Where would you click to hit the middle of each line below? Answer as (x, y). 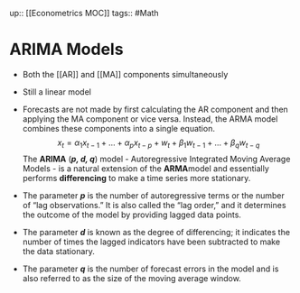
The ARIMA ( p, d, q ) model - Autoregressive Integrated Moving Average (156, 159)
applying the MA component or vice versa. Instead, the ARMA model (150, 119)
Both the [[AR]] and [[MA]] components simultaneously (125, 74)
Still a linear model (57, 92)
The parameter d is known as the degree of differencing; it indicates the (156, 232)
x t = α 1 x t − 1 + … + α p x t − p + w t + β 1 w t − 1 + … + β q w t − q (159, 143)
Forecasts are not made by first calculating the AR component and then (155, 109)
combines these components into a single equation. (118, 128)
